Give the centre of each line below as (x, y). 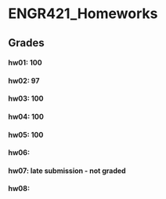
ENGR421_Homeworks (83, 14)
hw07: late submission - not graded (67, 171)
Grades (26, 43)
